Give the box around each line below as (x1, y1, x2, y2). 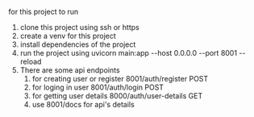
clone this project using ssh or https (19, 23, 139, 31)
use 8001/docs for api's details (31, 100, 135, 109)
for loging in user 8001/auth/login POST (31, 82, 164, 92)
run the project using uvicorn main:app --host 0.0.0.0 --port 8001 (19, 48, 238, 57)
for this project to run (8, 7, 79, 16)
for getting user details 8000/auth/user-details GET (31, 91, 203, 100)
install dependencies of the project (19, 40, 136, 49)
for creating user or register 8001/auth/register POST (31, 74, 209, 83)
